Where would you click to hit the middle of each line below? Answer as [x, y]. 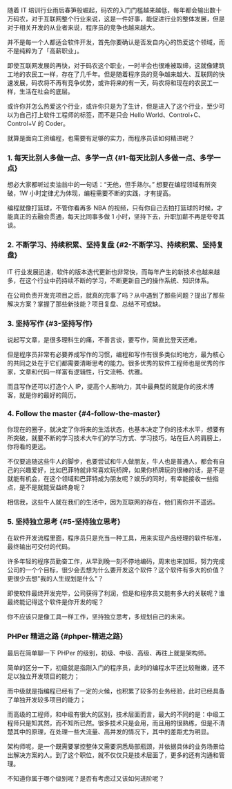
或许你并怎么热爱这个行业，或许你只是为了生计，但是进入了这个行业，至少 [113, 106]
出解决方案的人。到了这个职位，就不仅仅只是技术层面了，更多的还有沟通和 [113, 755]
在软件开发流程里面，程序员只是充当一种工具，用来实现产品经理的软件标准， [116, 538]
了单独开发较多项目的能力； [47, 699]
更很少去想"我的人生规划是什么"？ [56, 579]
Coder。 [57, 124]
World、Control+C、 [175, 115]
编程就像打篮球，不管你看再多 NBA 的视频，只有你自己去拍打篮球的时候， [112, 208]
